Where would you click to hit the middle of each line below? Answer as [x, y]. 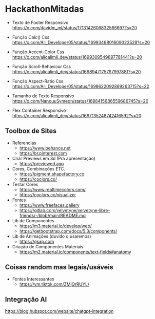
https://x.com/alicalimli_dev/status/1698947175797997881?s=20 [77, 71]
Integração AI [26, 299]
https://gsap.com [37, 241]
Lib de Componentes [33, 220]
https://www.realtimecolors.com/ [53, 190]
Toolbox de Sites [31, 131]
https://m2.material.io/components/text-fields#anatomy [75, 252]
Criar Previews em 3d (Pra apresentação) [54, 158]
